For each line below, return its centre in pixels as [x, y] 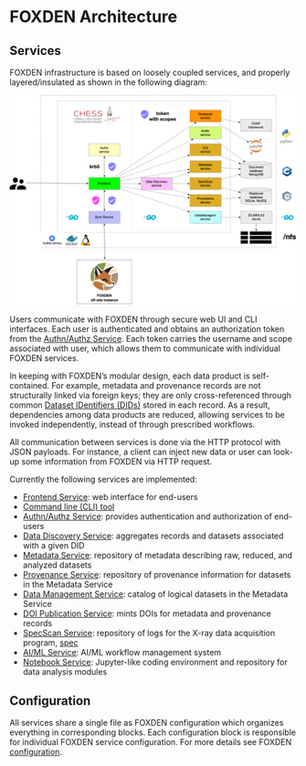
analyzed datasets [57, 565]
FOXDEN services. [44, 358]
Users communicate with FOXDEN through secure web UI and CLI [133, 319]
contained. [30, 386]
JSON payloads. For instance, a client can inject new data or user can [141, 452]
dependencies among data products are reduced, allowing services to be [147, 415]
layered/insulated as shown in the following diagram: [109, 82]
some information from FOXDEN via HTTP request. [117, 462]
